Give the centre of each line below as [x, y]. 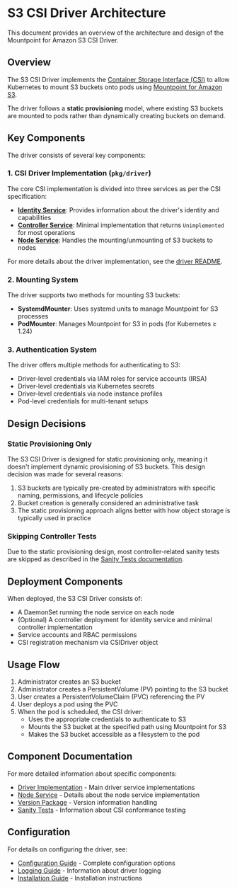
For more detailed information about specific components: [92, 774]
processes [33, 316]
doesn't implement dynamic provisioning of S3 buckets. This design [106, 467]
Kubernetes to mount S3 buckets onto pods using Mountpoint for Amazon [115, 87]
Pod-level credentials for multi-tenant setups [83, 401]
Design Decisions [47, 424]
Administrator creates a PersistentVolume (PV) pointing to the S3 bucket [123, 689]
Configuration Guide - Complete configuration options [96, 863]
